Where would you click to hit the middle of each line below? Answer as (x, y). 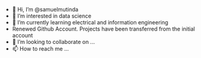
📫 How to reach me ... (40, 49)
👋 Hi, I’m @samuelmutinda (45, 9)
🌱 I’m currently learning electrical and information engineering (90, 22)
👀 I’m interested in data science (52, 16)
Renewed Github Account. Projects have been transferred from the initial (104, 29)
